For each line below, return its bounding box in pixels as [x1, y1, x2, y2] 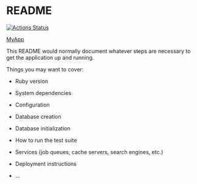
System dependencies [15, 89, 72, 96]
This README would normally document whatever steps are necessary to [6, 47, 191, 55]
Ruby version [15, 77, 49, 85]
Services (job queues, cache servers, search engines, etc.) [15, 148, 164, 155]
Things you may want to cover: [6, 65, 84, 73]
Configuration [15, 101, 50, 108]
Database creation [15, 113, 62, 120]
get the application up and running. [6, 54, 94, 61]
